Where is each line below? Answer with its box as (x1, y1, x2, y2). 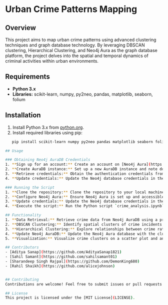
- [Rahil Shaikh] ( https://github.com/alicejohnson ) (5, 263, 115, 268)
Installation (5, 111, 41, 120)
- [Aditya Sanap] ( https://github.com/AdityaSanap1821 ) (5, 249, 122, 255)
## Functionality (5, 213, 41, 218)
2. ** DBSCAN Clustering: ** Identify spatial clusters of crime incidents (5, 222, 162, 227)
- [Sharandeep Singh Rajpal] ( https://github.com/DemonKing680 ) (5, 259, 140, 264)
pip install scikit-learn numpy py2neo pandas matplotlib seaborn (11, 139, 153, 144)
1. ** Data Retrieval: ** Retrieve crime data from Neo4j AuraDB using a (5, 217, 157, 222)
